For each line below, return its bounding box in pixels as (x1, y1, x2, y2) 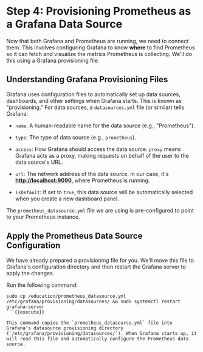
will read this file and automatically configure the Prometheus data (6, 336, 189, 342)
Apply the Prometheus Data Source (6, 231, 143, 241)
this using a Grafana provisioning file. (6, 57, 100, 64)
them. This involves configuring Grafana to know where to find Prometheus (6, 44, 195, 51)
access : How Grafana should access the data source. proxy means (15, 145, 181, 153)
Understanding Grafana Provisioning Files (6, 74, 168, 85)
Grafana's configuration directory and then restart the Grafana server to (6, 263, 187, 270)
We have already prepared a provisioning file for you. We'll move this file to (6, 256, 194, 264)
